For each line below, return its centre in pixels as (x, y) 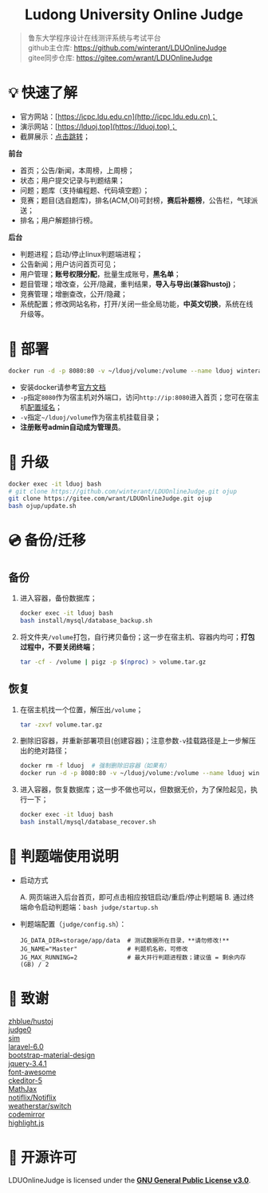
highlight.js (26, 1123)
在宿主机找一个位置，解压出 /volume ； (81, 709)
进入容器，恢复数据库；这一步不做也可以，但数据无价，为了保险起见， (135, 789)
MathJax (23, 1089)
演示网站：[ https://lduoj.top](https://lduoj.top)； (99, 126)
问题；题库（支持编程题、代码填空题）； (85, 190)
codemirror (27, 1114)
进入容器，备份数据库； (58, 598)
